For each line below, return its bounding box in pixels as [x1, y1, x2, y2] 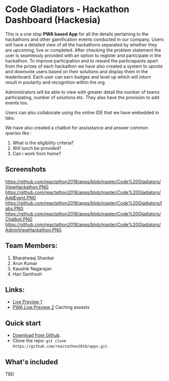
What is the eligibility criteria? [12, 140, 74, 146]
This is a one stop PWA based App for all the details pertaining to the [5, 31, 149, 37]
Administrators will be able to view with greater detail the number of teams [5, 89, 160, 95]
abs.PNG [5, 205, 24, 211]
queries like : [5, 130, 32, 136]
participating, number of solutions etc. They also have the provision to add [5, 94, 159, 100]
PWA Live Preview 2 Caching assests [12, 304, 90, 310]
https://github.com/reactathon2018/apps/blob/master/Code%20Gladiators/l [5, 200, 162, 206]
